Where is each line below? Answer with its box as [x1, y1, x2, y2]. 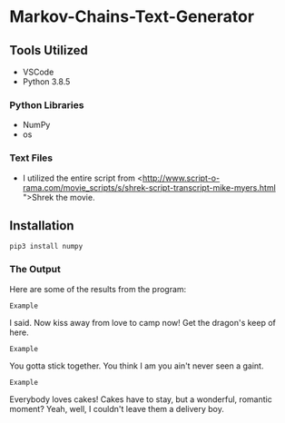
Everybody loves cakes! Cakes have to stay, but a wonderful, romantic [9, 393, 272, 405]
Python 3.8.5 [22, 76, 71, 87]
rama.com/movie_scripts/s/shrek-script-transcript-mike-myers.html [22, 182, 277, 192]
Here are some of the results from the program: [9, 283, 187, 294]
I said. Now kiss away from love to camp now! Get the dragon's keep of [9, 317, 277, 328]
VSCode [22, 66, 54, 77]
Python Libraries [9, 98, 84, 111]
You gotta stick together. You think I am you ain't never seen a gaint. [9, 360, 264, 371]
